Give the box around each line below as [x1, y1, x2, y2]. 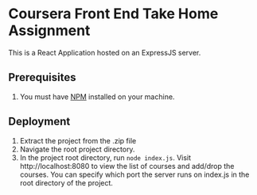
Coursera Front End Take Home [8, 5, 219, 23]
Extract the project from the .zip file [19, 136, 137, 145]
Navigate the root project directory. [19, 144, 135, 154]
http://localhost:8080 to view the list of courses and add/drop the [19, 161, 235, 170]
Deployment [8, 115, 71, 128]
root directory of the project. [19, 178, 114, 187]
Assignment [8, 21, 91, 40]
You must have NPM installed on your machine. [19, 92, 175, 101]
